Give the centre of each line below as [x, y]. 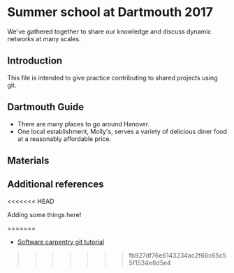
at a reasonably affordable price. [64, 139]
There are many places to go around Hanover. [83, 124]
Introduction [35, 61]
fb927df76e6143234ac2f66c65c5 [178, 255]
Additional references [56, 185]
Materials [28, 160]
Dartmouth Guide [46, 107]
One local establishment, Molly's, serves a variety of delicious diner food [122, 131]
